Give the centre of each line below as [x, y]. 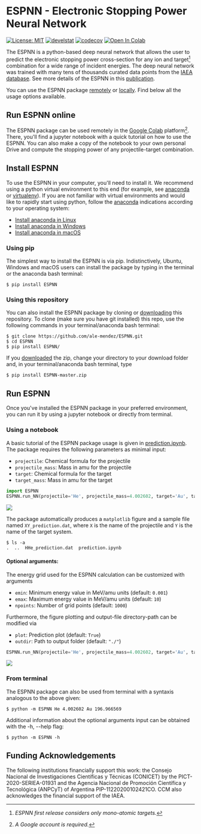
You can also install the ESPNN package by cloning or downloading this [94, 313]
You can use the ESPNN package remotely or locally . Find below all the [94, 90]
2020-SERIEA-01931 [31, 783]
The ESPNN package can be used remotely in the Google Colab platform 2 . [98, 130]
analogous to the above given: [43, 698]
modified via [22, 623]
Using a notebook [32, 430]
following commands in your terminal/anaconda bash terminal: [83, 325]
